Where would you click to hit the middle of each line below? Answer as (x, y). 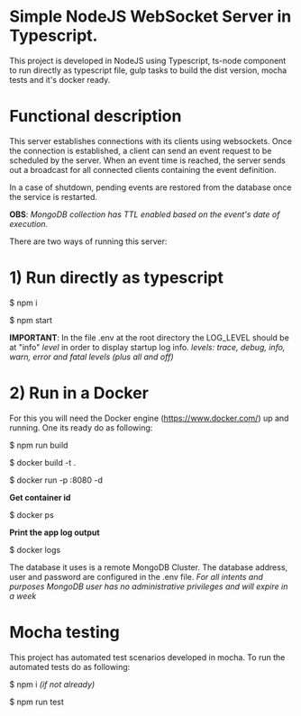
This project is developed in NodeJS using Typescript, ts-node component (148, 60)
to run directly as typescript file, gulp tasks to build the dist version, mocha (148, 70)
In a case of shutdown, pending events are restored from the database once (150, 187)
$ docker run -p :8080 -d (56, 480)
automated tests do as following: (70, 666)
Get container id (40, 497)
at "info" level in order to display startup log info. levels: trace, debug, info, (147, 347)
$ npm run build (39, 445)
